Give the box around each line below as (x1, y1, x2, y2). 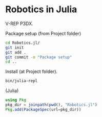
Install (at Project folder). (5, 68, 58, 75)
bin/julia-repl (5, 78, 38, 84)
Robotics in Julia (5, 4, 77, 15)
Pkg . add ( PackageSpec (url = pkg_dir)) (5, 107, 81, 112)
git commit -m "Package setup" (5, 55, 72, 60)
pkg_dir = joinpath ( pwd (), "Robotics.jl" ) (5, 102, 97, 108)
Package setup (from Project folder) (5, 30, 81, 36)
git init (5, 45, 24, 50)
